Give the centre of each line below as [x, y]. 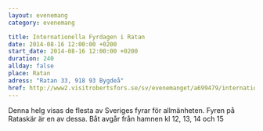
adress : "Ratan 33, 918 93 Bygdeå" [66, 80]
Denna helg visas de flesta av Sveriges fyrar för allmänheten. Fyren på [121, 110]
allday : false [31, 66]
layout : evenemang [38, 15]
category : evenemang [42, 23]
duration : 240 [31, 59]
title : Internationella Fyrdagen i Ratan [77, 37]
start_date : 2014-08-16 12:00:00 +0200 [73, 52]
